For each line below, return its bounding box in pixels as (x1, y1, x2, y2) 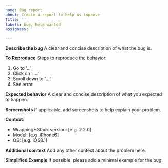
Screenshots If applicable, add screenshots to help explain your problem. (5, 107, 161, 113)
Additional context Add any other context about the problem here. (5, 147, 146, 154)
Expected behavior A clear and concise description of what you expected (5, 91, 162, 97)
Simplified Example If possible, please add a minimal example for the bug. (5, 157, 163, 163)
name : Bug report (5, 7, 43, 13)
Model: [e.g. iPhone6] (12, 132, 59, 138)
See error (12, 81, 33, 88)
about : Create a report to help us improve (5, 12, 100, 17)
